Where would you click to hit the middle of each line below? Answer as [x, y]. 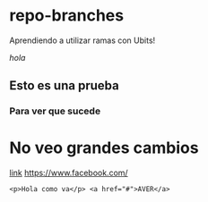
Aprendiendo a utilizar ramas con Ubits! [82, 40]
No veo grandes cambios [104, 148]
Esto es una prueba [64, 86]
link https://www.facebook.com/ [69, 173]
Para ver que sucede [55, 111]
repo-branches [66, 16]
